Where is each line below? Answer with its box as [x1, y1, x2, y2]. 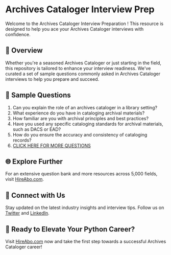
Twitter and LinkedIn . [5, 210, 50, 216]
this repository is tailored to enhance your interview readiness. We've [5, 65, 151, 71]
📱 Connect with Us [5, 191, 65, 200]
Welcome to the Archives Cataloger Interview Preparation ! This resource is [5, 20, 164, 27]
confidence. [5, 31, 31, 37]
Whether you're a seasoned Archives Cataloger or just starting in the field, [5, 60, 162, 66]
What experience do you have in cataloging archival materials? [12, 110, 145, 116]
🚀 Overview [5, 46, 43, 55]
